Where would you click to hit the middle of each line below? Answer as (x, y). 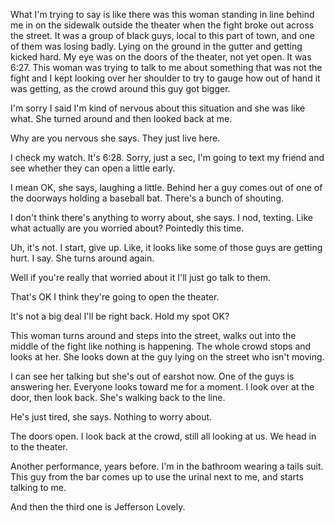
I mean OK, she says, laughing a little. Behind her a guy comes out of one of (166, 187)
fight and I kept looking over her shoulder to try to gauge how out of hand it (165, 78)
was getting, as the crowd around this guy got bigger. (120, 88)
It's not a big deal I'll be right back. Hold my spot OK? (120, 316)
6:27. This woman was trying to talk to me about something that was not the (166, 67)
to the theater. (39, 447)
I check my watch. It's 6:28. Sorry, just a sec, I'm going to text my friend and (167, 157)
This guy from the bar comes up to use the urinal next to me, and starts (157, 477)
